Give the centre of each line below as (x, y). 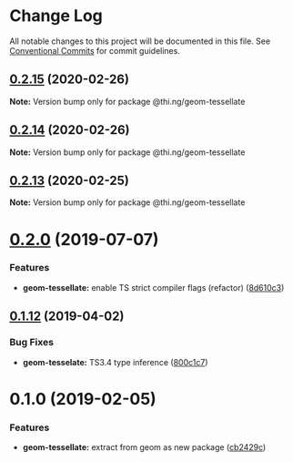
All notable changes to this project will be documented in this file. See (140, 41)
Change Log (56, 16)
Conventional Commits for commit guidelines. (95, 50)
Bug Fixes (32, 343)
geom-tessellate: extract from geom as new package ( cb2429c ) (144, 447)
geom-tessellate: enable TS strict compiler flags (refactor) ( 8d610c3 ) (153, 287)
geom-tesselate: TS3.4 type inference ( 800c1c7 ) (115, 362)
